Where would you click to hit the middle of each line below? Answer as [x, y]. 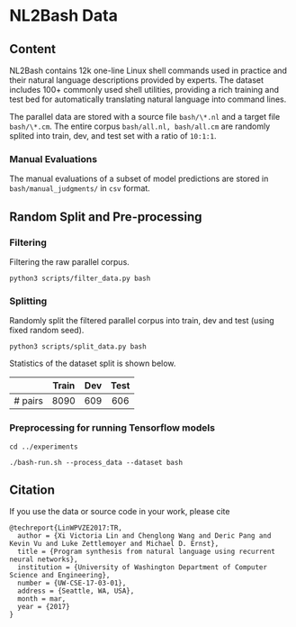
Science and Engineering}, [60, 576]
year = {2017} [44, 607]
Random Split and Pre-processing [106, 217]
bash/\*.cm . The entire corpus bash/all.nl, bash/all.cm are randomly [140, 126]
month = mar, [42, 599]
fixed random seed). [47, 331]
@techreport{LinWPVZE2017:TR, [66, 528]
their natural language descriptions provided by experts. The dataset [136, 80]
